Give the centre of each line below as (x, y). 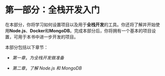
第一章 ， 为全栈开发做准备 (38, 57)
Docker (37, 30)
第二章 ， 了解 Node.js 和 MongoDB (47, 68)
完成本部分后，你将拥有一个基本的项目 (113, 30)
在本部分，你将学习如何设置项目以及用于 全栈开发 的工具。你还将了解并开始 (80, 25)
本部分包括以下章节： (27, 47)
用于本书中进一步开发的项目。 (48, 37)
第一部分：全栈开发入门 (53, 10)
